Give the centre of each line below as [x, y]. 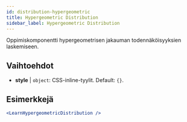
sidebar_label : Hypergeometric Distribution [63, 23]
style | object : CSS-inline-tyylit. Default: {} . [69, 80]
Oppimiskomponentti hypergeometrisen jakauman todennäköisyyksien [94, 40]
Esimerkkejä [30, 99]
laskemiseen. [23, 47]
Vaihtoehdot [30, 66]
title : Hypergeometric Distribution [52, 18]
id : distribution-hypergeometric [48, 12]
